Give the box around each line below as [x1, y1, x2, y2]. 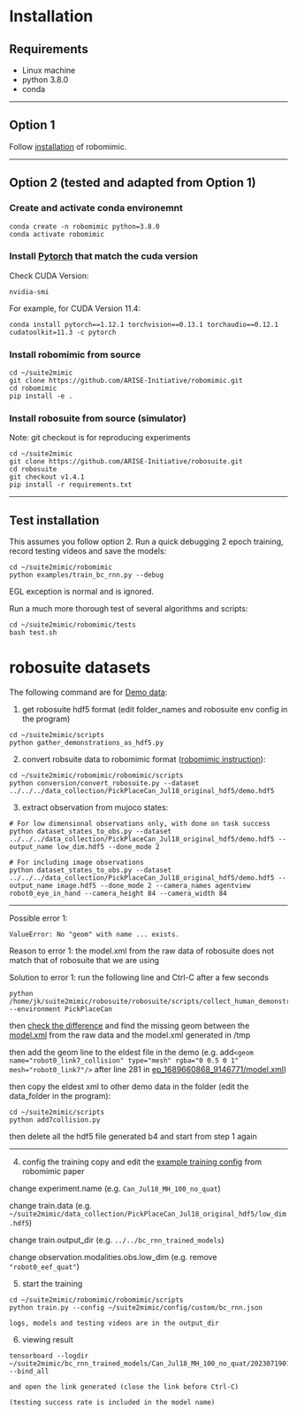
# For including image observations [9, 858, 144, 867]
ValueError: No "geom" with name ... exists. [9, 930, 179, 939]
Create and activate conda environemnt [9, 202, 183, 214]
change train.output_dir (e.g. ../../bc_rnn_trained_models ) [9, 1234, 225, 1246]
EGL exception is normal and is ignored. [9, 587, 155, 597]
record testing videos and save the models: [9, 546, 167, 556]
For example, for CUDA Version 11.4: [9, 303, 141, 314]
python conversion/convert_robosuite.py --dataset [9, 779, 200, 788]
